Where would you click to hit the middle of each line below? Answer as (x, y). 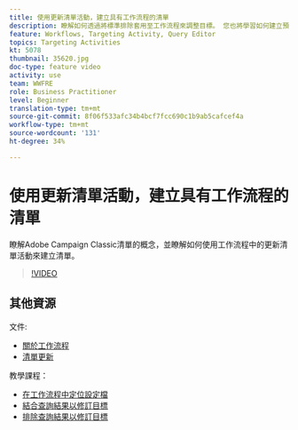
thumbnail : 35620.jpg (49, 59)
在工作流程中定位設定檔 (65, 394)
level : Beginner (39, 100)
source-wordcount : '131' (55, 133)
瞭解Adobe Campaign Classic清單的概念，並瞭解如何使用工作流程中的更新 (145, 244)
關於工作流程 (45, 345)
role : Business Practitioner (63, 92)
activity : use (35, 76)
